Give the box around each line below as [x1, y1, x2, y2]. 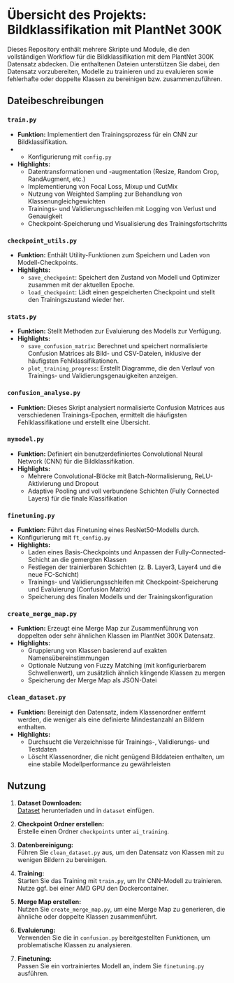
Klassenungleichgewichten [27, 196, 106, 206]
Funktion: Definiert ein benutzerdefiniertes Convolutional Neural [17, 450, 203, 458]
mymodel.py [7, 436, 44, 443]
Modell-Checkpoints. [17, 258, 78, 266]
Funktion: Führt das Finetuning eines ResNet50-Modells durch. [17, 526, 200, 534]
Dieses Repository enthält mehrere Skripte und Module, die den [7, 45, 190, 53]
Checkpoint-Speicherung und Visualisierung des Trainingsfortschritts [27, 219, 228, 227]
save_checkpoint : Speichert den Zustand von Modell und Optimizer [27, 273, 220, 281]
